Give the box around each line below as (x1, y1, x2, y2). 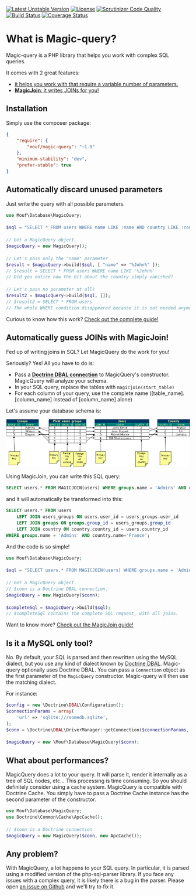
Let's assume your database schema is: (6, 407, 101, 414)
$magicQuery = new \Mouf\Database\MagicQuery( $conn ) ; (6, 739, 140, 745)
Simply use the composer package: (6, 119, 92, 126)
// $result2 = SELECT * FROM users (6, 299, 93, 305)
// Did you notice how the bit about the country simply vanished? (6, 274, 174, 280)
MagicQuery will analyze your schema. (14, 377, 108, 384)
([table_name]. (149, 390, 185, 397)
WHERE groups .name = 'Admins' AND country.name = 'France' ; (6, 532, 150, 539)
